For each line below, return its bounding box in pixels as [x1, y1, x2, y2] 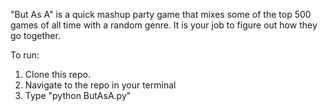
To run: [10, 49, 40, 61]
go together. [10, 30, 61, 41]
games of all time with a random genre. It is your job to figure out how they [10, 19, 318, 31]
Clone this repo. [24, 69, 91, 80]
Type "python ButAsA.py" [24, 90, 132, 101]
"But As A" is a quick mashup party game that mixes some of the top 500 [10, 9, 312, 20]
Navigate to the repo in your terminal [24, 79, 177, 91]
